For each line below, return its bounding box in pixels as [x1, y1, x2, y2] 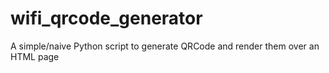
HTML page [10, 50, 60, 62]
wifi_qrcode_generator [10, 7, 203, 30]
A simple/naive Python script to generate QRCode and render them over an [10, 40, 320, 52]
